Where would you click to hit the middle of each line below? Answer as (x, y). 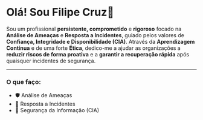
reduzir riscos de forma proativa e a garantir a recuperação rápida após (98, 54)
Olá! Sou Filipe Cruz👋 (60, 12)
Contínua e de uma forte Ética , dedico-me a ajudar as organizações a (94, 48)
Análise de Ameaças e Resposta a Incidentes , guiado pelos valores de (95, 35)
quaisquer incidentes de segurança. (51, 61)
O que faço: (24, 82)
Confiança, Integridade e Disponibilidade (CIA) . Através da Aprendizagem (101, 41)
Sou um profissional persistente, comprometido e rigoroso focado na (94, 29)
